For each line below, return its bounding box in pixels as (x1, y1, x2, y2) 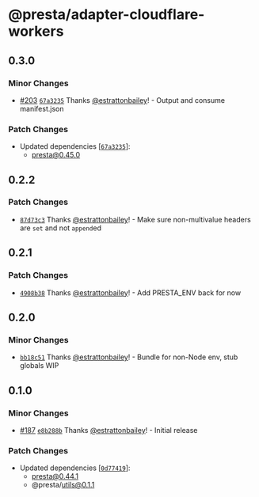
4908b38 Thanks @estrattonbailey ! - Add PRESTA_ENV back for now (19, 287, 242, 298)
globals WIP (19, 361, 59, 370)
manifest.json (19, 104, 64, 113)
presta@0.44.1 (31, 472, 79, 481)
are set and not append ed (19, 223, 101, 233)
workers (8, 22, 64, 40)
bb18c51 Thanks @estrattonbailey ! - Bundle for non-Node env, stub (19, 352, 238, 362)
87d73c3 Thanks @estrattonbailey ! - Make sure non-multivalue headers (19, 214, 251, 224)
